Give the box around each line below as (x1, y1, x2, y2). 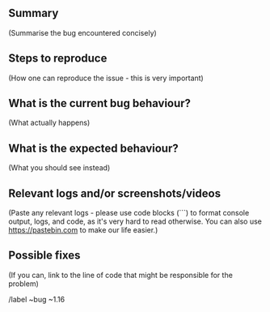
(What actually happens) (8, 118, 91, 128)
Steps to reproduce (8, 52, 108, 66)
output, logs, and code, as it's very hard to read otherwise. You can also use (8, 216, 263, 226)
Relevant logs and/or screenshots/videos (8, 186, 221, 200)
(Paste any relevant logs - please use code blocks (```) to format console (8, 208, 250, 218)
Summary (8, 6, 59, 20)
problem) (8, 279, 39, 288)
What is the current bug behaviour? (8, 96, 192, 110)
